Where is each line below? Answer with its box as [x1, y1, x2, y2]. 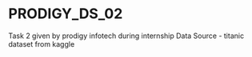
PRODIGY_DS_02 [8, 5, 123, 23]
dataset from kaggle [8, 39, 75, 48]
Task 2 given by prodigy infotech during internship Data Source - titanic [8, 31, 245, 40]
